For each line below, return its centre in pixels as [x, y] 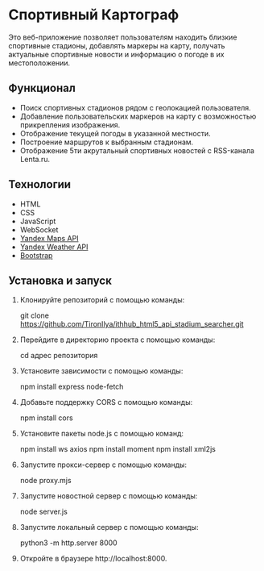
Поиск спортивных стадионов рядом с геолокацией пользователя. [135, 107]
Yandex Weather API [54, 247]
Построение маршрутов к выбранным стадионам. [107, 142]
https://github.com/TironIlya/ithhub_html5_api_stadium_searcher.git [132, 324]
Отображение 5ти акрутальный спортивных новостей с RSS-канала [137, 150]
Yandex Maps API [49, 238]
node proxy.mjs [45, 481]
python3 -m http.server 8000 [69, 543]
